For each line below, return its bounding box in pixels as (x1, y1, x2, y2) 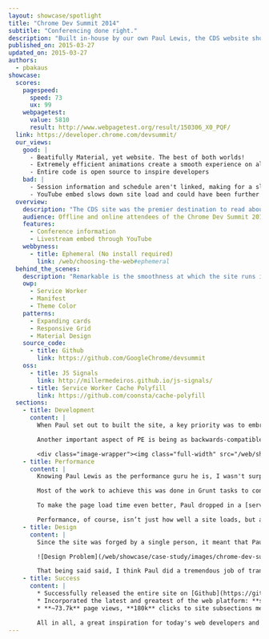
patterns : (22, 309, 56, 317)
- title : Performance (22, 457, 94, 465)
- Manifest (29, 295, 66, 303)
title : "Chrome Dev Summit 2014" (8, 19, 120, 27)
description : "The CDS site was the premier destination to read (22, 205, 246, 213)
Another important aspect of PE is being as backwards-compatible (37, 436, 263, 444)
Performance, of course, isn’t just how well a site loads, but (37, 516, 256, 524)
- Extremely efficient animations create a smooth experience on (29, 161, 252, 169)
